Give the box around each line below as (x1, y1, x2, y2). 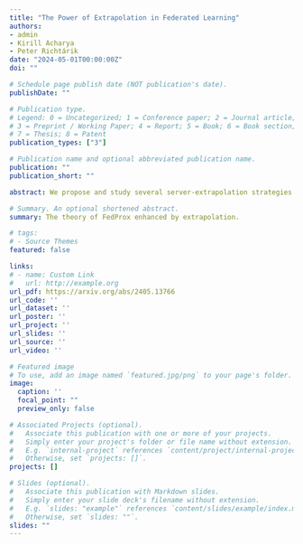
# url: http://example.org (9, 278, 119, 287)
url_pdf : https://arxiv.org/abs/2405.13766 (9, 286, 176, 296)
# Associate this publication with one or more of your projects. (9, 428, 272, 438)
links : (9, 262, 34, 271)
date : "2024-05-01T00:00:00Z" (9, 55, 124, 64)
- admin (9, 30, 39, 39)
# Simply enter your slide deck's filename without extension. (9, 495, 260, 504)
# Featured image (9, 362, 75, 371)
